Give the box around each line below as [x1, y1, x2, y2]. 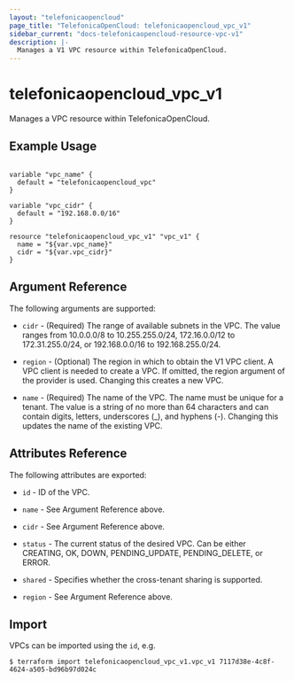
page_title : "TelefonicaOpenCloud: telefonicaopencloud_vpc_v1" [9, 21, 251, 30]
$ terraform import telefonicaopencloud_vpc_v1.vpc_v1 [9, 657, 216, 667]
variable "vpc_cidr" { [9, 201, 93, 210]
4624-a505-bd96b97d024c [9, 665, 97, 674]
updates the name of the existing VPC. [21, 420, 163, 430]
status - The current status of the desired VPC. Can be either [21, 538, 246, 549]
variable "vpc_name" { [9, 170, 93, 179]
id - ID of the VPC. [21, 486, 90, 497]
